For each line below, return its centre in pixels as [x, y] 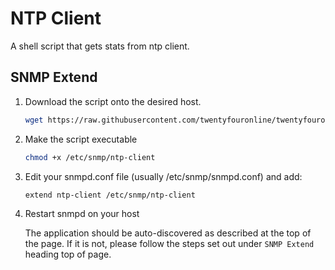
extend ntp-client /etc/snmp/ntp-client [110, 195]
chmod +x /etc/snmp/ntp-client [90, 157]
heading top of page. [68, 254]
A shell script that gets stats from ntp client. [100, 46]
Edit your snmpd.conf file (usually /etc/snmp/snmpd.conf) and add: [163, 176]
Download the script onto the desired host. [113, 101]
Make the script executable [81, 139]
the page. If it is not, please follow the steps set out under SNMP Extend [169, 244]
